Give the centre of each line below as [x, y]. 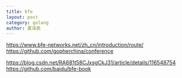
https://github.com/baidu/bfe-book [49, 69]
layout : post [22, 17]
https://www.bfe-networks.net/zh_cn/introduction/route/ [75, 45]
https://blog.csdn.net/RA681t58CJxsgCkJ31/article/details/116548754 [91, 63]
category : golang [27, 22]
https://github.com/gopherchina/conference [60, 51]
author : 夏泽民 [23, 28]
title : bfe [19, 12]
